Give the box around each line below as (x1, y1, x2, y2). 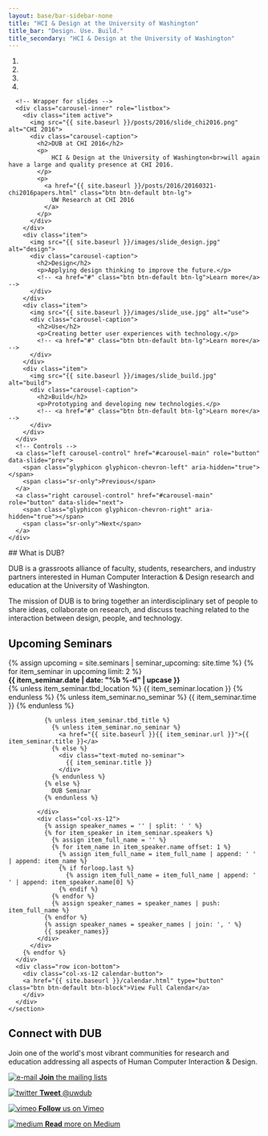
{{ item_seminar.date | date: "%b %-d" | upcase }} (8, 675, 181, 685)
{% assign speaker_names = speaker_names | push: (51, 899, 221, 908)
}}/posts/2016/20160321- (133, 182, 217, 190)
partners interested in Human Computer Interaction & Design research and (8, 572, 254, 582)
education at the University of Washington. (8, 581, 150, 591)
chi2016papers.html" (8, 189, 78, 197)
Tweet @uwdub (39, 1088, 92, 1097)
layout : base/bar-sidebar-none (8, 11, 113, 20)
